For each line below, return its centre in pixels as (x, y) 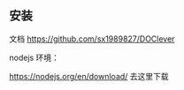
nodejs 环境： (34, 57)
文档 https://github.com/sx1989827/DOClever (92, 39)
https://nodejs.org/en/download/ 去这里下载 (89, 76)
